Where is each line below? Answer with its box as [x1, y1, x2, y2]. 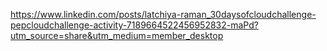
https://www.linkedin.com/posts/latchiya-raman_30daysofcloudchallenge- [10, 9, 317, 20]
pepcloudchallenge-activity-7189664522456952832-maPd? [10, 19, 259, 31]
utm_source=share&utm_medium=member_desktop [10, 30, 224, 41]
